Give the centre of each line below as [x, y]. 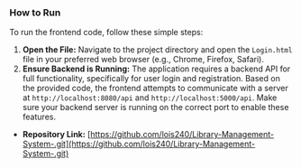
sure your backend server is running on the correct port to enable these [155, 107]
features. [39, 117]
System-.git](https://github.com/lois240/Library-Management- [138, 144]
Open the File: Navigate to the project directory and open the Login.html [157, 50]
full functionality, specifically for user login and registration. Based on [151, 79]
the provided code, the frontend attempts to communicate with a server [155, 89]
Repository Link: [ [56, 135]
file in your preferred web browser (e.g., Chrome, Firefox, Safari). [143, 60]
